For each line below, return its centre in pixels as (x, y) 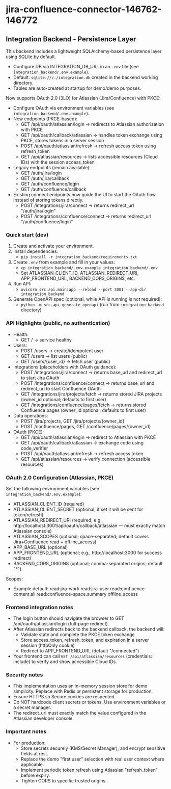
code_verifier (34, 448)
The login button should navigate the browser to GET (68, 618)
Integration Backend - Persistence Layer (71, 39)
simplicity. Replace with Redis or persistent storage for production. (83, 691)
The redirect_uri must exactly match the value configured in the (80, 713)
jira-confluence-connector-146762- (84, 9)
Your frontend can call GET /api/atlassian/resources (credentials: (82, 656)
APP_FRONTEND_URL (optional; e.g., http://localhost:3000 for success (88, 553)
